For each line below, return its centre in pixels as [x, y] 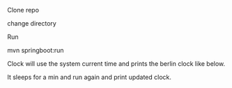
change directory [32, 23]
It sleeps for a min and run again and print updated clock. [90, 77]
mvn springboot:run [36, 50]
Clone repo [23, 10]
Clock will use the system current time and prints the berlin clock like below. [116, 64]
